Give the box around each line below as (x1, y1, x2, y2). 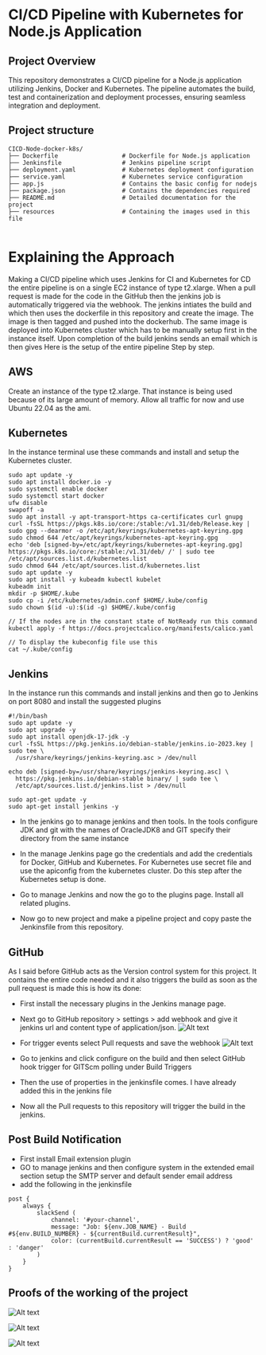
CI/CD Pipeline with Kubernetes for (8, 6, 244, 24)
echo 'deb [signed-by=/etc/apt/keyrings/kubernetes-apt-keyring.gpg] (8, 541, 244, 549)
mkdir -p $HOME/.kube (8, 589, 80, 598)
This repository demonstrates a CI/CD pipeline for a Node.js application (8, 76, 242, 84)
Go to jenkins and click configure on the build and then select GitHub (19, 1054, 245, 1063)
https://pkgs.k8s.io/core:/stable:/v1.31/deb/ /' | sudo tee (8, 548, 215, 556)
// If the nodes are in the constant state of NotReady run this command (8, 617, 258, 626)
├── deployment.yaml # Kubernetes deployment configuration (8, 166, 254, 174)
